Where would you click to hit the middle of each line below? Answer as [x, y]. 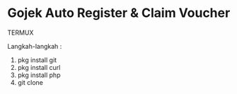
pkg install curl [39, 67]
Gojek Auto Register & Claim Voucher [119, 13]
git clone [30, 82]
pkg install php [39, 75]
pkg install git [37, 60]
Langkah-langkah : [35, 46]
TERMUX [21, 33]
